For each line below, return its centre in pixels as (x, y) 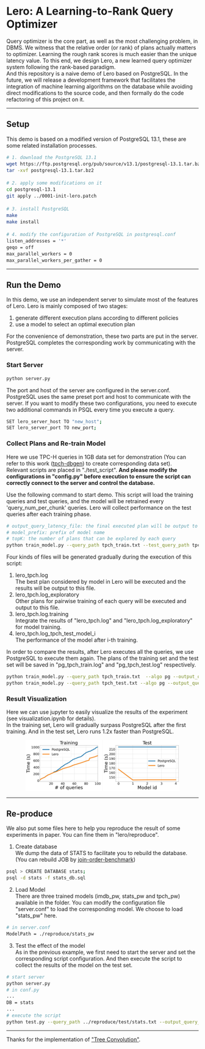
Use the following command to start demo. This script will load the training (100, 495)
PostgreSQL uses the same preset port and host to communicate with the (99, 396)
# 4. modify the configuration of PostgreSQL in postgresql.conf (91, 235)
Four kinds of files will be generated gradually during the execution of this (99, 557)
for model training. (38, 627)
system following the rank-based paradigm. (61, 67)
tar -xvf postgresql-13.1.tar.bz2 (50, 170)
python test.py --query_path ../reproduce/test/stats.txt (81, 1022)
